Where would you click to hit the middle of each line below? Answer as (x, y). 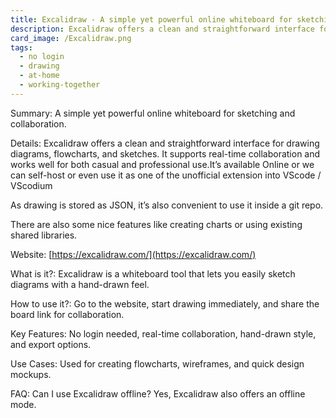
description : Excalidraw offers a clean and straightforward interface (162, 29)
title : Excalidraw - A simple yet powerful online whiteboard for (151, 19)
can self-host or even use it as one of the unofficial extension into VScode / (166, 175)
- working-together (60, 85)
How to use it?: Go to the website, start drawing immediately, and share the (165, 303)
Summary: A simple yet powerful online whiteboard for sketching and (153, 113)
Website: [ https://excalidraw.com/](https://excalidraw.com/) (133, 254)
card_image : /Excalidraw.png (71, 38)
